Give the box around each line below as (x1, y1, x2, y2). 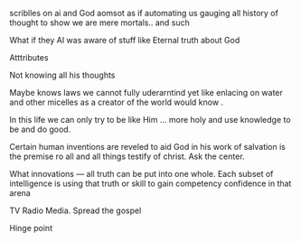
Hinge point (9, 223, 52, 233)
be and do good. (9, 124, 71, 135)
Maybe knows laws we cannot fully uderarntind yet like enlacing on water (9, 88, 283, 98)
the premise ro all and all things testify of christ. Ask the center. (9, 151, 246, 162)
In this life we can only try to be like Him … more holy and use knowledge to (9, 115, 291, 125)
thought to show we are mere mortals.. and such (9, 17, 190, 28)
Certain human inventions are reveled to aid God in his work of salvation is (9, 142, 287, 152)
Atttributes (9, 52, 49, 62)
